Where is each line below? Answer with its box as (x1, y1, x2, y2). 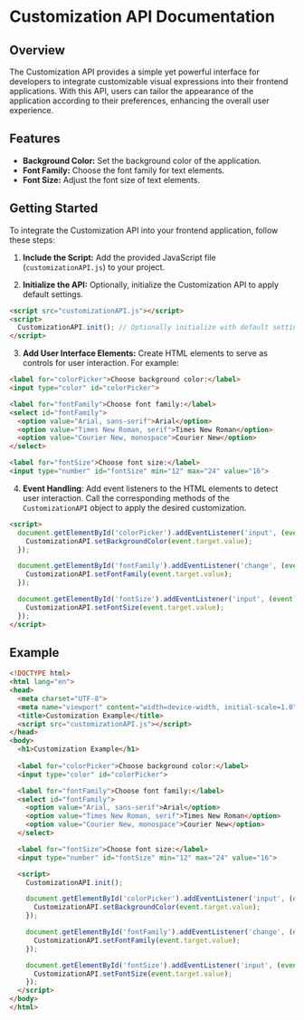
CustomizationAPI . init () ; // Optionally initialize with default (17, 323, 270, 332)
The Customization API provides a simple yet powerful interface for (9, 66, 260, 77)
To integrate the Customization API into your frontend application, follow (9, 225, 279, 236)
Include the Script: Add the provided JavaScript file (22, 252, 216, 263)
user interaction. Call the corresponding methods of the (22, 492, 231, 504)
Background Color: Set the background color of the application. (22, 155, 262, 166)
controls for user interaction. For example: (22, 358, 179, 369)
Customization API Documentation (9, 6, 276, 27)
